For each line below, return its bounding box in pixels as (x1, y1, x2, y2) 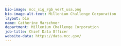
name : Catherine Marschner (5, 20, 60, 25)
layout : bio (5, 16, 29, 21)
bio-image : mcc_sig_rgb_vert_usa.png (5, 7, 82, 12)
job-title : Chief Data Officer (5, 29, 69, 34)
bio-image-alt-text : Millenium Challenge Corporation (5, 11, 117, 16)
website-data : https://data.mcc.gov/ (5, 34, 82, 39)
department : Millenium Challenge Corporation (5, 25, 99, 30)
